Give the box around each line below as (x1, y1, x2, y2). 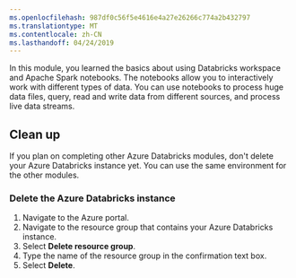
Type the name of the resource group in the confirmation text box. (22, 250, 267, 261)
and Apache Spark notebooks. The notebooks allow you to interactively (9, 73, 274, 83)
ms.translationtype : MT (9, 22, 99, 30)
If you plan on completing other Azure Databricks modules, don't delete (9, 151, 274, 161)
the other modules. (9, 169, 80, 180)
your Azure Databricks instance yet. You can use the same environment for (9, 161, 287, 171)
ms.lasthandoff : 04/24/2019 (9, 38, 115, 48)
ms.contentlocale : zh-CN (9, 30, 102, 39)
